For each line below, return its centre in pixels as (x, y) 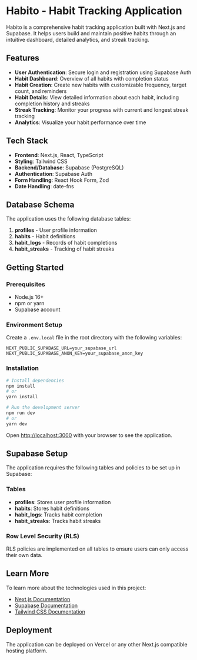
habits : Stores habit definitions (52, 508)
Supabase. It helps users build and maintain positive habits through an (91, 33)
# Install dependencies (35, 381)
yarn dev (17, 424)
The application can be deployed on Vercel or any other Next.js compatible (97, 644)
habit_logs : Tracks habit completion (58, 514)
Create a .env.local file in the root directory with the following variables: (94, 338)
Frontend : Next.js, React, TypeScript (59, 155)
